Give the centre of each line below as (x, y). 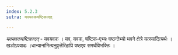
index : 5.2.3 (22, 11)
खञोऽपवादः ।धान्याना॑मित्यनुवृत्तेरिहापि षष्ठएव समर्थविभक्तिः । (61, 45)
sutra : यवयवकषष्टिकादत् (29, 17)
